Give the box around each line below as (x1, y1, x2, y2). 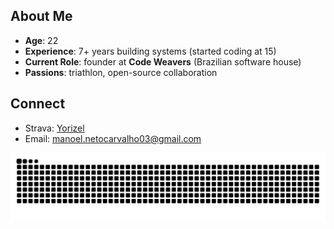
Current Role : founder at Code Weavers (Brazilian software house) (24, 55, 302, 68)
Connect (10, 95, 66, 113)
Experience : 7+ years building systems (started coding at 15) (24, 45, 277, 57)
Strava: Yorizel (24, 122, 85, 134)
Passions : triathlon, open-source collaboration (24, 66, 218, 78)
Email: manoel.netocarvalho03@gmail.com (24, 132, 202, 144)
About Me (10, 8, 73, 25)
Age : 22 (24, 34, 59, 46)
